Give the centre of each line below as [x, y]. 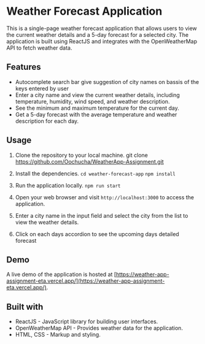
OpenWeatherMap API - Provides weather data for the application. [99, 328]
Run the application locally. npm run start [68, 185]
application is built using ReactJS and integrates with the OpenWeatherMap [102, 41]
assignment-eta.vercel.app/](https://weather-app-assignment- [86, 281]
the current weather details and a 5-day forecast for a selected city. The [98, 34]
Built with [25, 307]
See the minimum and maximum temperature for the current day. [97, 108]
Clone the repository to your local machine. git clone [82, 155]
